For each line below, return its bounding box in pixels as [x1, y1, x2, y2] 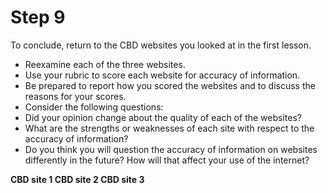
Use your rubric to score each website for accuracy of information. [24, 69, 301, 81]
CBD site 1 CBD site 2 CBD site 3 [10, 173, 145, 185]
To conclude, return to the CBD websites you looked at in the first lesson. [10, 39, 312, 51]
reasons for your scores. [24, 90, 127, 102]
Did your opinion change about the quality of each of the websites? [24, 111, 302, 123]
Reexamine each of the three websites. [24, 58, 186, 70]
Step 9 [10, 6, 66, 29]
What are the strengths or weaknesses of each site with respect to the [24, 122, 315, 134]
